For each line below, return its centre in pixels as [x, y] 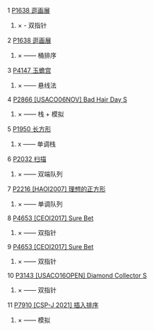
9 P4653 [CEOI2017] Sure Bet [51, 247]
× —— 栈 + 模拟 [41, 114]
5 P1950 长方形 [29, 129]
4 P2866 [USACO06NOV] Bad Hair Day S [67, 100]
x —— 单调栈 [37, 144]
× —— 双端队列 [40, 174]
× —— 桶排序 [37, 55]
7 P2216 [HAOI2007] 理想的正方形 [57, 189]
